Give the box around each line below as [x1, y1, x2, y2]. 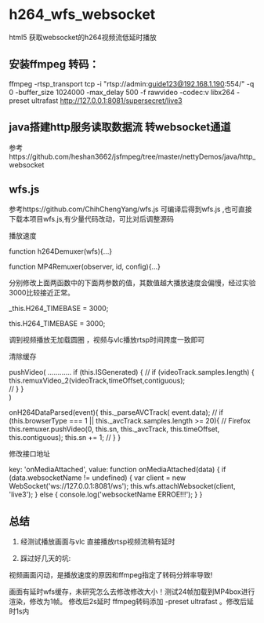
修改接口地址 [9, 449, 50, 459]
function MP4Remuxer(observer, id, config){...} [9, 262, 161, 272]
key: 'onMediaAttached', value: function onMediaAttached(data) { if [9, 465, 226, 475]
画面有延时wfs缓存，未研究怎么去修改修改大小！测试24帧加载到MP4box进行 [9, 587, 255, 596]
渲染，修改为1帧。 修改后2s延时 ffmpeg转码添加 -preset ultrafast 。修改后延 [9, 597, 254, 607]
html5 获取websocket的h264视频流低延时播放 [9, 32, 157, 42]
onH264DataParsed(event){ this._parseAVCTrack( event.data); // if [9, 408, 224, 417]
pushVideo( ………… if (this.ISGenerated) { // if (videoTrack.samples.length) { [9, 368, 255, 377]
